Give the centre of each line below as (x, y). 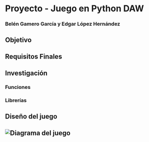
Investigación (26, 73)
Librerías (16, 100)
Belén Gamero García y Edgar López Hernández (63, 24)
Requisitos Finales (34, 56)
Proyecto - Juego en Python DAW (74, 9)
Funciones (18, 87)
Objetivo (18, 40)
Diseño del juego (31, 116)
